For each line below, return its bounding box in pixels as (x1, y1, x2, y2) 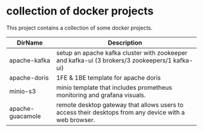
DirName (17, 38, 43, 46)
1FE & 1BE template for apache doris (56, 74, 161, 82)
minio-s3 (9, 87, 36, 95)
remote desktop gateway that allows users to (56, 101, 184, 109)
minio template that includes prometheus (56, 83, 172, 92)
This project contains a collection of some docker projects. (6, 24, 153, 31)
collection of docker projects (6, 4, 154, 18)
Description (108, 38, 143, 46)
